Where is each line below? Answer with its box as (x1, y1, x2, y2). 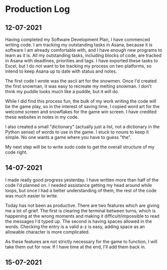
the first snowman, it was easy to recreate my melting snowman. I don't (5, 83, 152, 89)
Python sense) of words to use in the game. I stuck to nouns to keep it (5, 129, 149, 135)
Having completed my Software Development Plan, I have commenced (5, 36, 151, 42)
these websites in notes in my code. (5, 114, 79, 120)
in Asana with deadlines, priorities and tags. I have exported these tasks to (5, 58, 158, 63)
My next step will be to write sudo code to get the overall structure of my (5, 144, 155, 150)
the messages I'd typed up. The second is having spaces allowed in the (5, 218, 152, 224)
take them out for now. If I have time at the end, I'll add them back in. (5, 244, 146, 250)
